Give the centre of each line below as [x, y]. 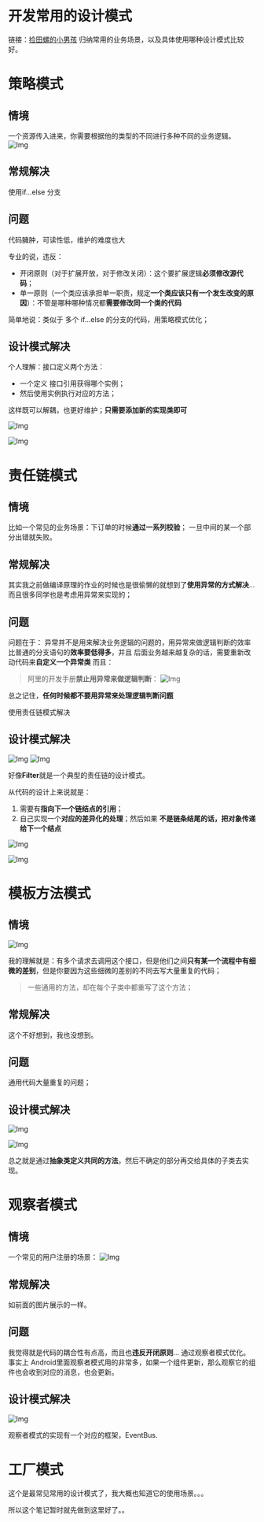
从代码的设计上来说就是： [49, 791]
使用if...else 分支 [35, 192]
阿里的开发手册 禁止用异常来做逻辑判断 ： [93, 679]
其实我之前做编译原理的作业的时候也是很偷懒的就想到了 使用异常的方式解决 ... [132, 585]
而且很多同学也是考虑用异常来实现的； [70, 594]
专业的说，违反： [36, 256]
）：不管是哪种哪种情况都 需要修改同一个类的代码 [104, 302]
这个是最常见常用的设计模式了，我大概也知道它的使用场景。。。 [108, 1493]
